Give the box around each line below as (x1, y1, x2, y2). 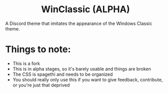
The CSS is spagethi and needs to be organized (12, 71, 113, 77)
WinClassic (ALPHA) (41, 4, 130, 15)
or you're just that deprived (12, 82, 70, 88)
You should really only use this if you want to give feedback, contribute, (12, 76, 163, 82)
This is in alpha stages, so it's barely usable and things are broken (12, 66, 151, 72)
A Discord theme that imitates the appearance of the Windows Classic (5, 20, 153, 26)
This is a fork (12, 60, 40, 67)
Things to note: (5, 44, 71, 55)
